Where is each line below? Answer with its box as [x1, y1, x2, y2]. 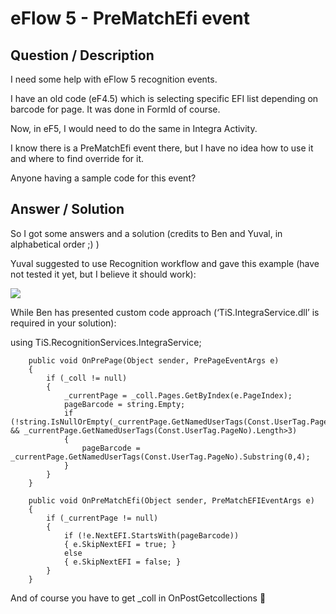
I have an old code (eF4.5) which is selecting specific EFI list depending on [10, 93, 319, 104]
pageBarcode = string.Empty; [63, 399, 186, 409]
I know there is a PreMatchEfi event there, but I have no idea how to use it [10, 142, 314, 154]
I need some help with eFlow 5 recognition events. [10, 73, 218, 85]
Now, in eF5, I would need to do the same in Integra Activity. [10, 123, 258, 134]
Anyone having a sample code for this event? [10, 172, 197, 184]
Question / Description [10, 47, 155, 64]
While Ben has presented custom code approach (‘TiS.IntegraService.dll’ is [10, 306, 320, 318]
